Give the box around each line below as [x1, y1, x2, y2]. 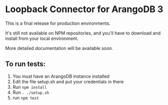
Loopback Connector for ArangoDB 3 [5, 4, 163, 15]
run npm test [12, 94, 39, 100]
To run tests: [5, 60, 46, 69]
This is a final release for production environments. [5, 20, 111, 26]
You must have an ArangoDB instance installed [12, 73, 110, 79]
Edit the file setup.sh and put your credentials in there [12, 78, 124, 84]
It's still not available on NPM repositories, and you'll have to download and [5, 30, 161, 36]
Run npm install [12, 84, 47, 90]
